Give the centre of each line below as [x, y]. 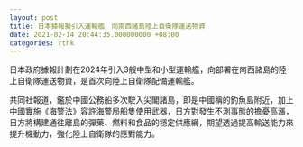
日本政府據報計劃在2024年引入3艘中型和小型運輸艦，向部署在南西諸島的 [144, 69]
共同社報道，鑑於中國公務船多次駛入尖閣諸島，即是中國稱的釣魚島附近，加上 [151, 100]
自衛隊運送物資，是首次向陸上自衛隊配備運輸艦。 [108, 81]
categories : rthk [42, 43]
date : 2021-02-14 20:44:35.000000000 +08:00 [94, 34]
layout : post [34, 18]
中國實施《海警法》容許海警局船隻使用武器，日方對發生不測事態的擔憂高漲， [151, 111]
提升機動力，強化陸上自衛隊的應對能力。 [84, 134]
